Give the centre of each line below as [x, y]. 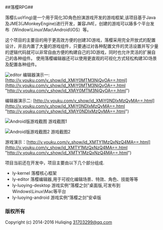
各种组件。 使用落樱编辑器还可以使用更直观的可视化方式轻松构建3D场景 [85, 58]
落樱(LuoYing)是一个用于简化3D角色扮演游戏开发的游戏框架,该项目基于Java [81, 18]
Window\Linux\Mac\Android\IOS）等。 [52, 30]
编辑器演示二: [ [20, 101]
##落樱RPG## [19, 7]
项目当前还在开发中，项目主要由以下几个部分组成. [55, 163]
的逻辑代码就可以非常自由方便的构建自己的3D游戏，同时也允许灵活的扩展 [78, 52]
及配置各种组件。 [22, 64]
